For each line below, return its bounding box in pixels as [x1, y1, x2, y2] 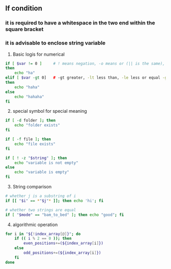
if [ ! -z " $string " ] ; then [5, 155, 67, 160]
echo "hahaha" [14, 94, 44, 99]
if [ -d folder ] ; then [5, 118, 56, 123]
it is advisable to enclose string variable [5, 39, 106, 46]
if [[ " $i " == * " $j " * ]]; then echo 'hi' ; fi [5, 198, 104, 203]
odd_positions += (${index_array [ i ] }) [23, 250, 101, 256]
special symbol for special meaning [12, 108, 88, 114]
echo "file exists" [14, 141, 56, 146]
